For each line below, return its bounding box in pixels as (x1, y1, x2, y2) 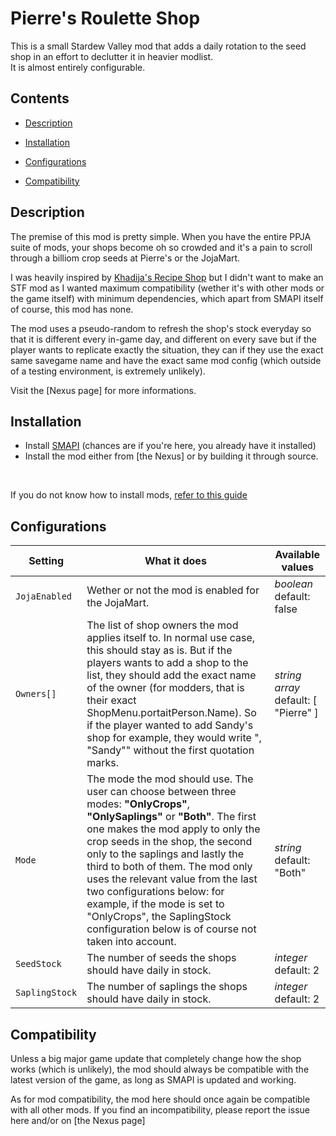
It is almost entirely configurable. (10, 61, 146, 73)
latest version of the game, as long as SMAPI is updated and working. (10, 1074, 297, 1086)
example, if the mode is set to (86, 897, 225, 911)
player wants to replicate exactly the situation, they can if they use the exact (10, 343, 324, 356)
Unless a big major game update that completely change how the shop (10, 1053, 302, 1064)
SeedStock (15, 958, 62, 970)
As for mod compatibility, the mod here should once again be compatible (10, 1093, 311, 1105)
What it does (144, 554, 207, 568)
